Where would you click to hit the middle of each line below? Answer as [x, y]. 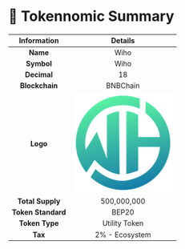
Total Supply [39, 201]
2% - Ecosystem [123, 235]
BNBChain [123, 86]
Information [39, 41]
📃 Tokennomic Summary [91, 16]
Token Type [39, 223]
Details [123, 41]
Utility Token [123, 223]
